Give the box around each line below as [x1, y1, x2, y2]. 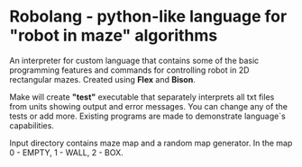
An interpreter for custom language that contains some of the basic [9, 55, 260, 66]
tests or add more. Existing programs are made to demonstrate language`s [9, 110, 286, 121]
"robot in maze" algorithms [9, 25, 218, 46]
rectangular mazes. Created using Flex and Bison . [9, 74, 196, 84]
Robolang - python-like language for [9, 6, 288, 27]
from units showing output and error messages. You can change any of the [9, 101, 288, 111]
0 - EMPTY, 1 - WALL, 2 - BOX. [9, 146, 124, 158]
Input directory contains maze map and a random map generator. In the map [9, 137, 293, 148]
